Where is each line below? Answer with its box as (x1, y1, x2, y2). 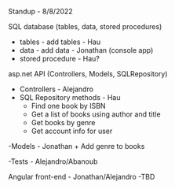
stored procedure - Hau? (19, 54, 100, 63)
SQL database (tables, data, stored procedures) (8, 22, 162, 31)
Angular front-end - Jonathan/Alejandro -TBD (8, 172, 155, 181)
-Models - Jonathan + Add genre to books (8, 142, 145, 150)
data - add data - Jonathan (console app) (19, 46, 154, 54)
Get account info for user (31, 126, 113, 135)
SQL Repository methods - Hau (19, 93, 121, 102)
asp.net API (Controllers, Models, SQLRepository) (8, 69, 168, 78)
